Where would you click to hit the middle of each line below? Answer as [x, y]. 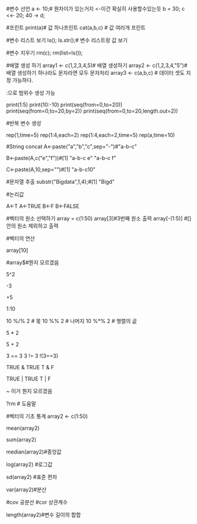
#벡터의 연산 [21, 238]
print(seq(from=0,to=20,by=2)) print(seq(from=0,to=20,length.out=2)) [92, 111]
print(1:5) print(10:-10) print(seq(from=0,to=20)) [64, 105]
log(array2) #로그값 [29, 464]
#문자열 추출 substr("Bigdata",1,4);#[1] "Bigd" [61, 182]
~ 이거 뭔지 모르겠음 [29, 391]
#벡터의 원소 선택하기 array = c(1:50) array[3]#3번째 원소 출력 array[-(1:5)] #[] [99, 218]
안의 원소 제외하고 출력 [32, 226]
